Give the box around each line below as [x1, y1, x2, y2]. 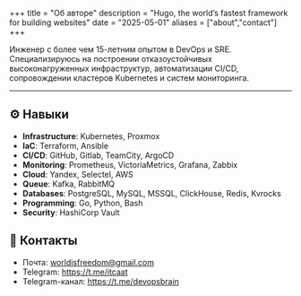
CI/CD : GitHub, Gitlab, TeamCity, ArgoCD [21, 150, 175, 161]
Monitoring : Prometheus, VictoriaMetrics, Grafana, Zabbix [21, 159, 238, 170]
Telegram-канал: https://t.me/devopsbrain [21, 275, 179, 286]
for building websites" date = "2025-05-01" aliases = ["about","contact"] [9, 17, 278, 28]
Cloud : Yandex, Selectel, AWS [21, 169, 134, 179]
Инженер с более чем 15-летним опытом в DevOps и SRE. [9, 44, 232, 55]
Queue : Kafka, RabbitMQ [21, 178, 116, 189]
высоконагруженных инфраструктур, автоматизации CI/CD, [9, 63, 239, 74]
